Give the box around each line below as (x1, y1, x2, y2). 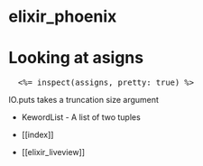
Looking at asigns (8, 48, 144, 69)
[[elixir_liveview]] (21, 147, 86, 158)
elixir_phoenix (8, 6, 117, 27)
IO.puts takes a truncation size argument (8, 95, 160, 106)
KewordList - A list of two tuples (21, 112, 141, 123)
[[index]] (21, 129, 54, 141)
